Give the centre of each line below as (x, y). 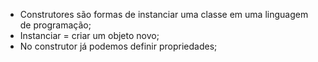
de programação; (55, 25)
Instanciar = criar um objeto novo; (89, 35)
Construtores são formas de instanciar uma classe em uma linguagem (164, 14)
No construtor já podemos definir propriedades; (118, 46)
